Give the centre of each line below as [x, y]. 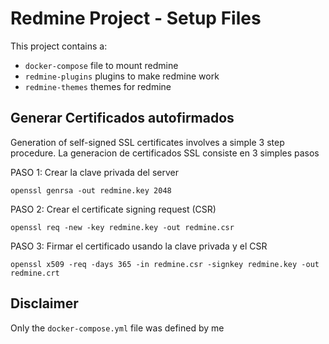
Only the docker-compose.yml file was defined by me [117, 328]
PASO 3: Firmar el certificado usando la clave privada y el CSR [139, 246]
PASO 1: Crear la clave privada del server [94, 172]
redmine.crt [35, 273]
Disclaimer [44, 303]
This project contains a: [59, 46]
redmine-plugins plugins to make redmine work [122, 76]
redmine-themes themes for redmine [98, 86]
